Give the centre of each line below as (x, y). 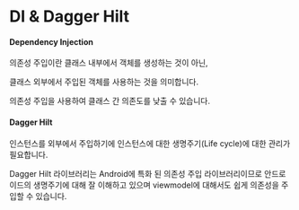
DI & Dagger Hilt (70, 17)
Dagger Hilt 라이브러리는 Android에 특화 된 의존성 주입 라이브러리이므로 (136, 173)
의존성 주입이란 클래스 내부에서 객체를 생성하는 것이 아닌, (109, 63)
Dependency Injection (52, 41)
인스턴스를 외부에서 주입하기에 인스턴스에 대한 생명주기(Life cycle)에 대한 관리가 (150, 143)
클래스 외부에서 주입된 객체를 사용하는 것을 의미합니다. (104, 82)
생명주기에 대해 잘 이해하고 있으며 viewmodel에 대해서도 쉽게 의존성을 (156, 185)
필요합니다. (29, 154)
